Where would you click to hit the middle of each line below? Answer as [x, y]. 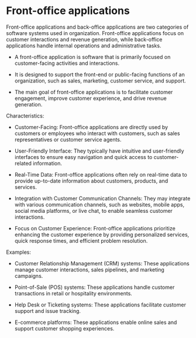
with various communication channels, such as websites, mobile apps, [99, 204]
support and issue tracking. [47, 311]
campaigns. [29, 275]
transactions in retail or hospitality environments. [73, 293]
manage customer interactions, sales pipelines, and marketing [90, 270]
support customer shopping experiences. [64, 328]
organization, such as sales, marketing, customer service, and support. [100, 81]
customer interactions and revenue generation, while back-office [84, 39]
